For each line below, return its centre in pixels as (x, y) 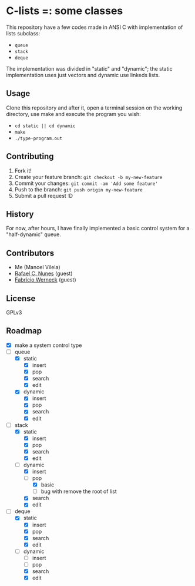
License (21, 298)
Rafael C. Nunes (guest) (43, 274)
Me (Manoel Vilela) (37, 267)
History (20, 214)
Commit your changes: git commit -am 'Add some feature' (86, 183)
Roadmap (24, 331)
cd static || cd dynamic (45, 126)
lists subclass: (23, 33)
